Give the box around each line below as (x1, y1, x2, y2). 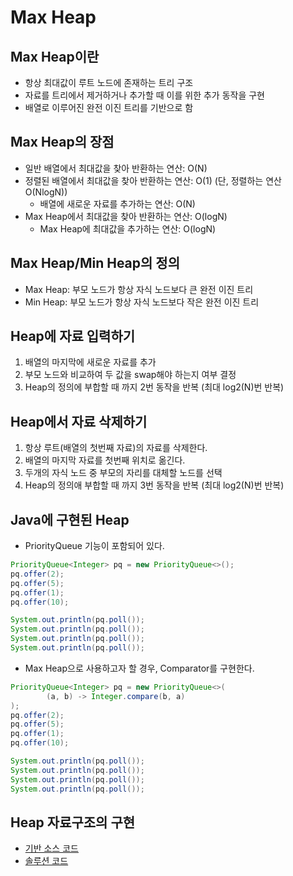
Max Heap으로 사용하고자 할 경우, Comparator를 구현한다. (24, 662, 255, 674)
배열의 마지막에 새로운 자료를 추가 (24, 356, 157, 368)
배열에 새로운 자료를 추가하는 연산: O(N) (39, 197, 196, 210)
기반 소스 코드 (24, 842, 79, 855)
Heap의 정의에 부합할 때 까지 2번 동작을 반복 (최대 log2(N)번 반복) (24, 381, 285, 393)
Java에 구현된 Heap (10, 511, 130, 528)
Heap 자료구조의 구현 (10, 814, 136, 831)
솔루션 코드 (24, 855, 69, 867)
